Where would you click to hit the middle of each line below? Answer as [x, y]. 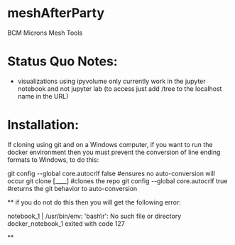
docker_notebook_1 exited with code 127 [66, 223]
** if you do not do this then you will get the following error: [94, 202]
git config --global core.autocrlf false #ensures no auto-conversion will [111, 173]
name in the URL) [43, 96]
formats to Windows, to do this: [53, 159]
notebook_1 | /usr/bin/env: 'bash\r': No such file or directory [94, 216]
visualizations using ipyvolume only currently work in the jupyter [111, 81]
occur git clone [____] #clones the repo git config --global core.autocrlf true [117, 181]
